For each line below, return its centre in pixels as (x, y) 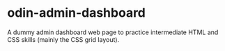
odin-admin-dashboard (77, 13)
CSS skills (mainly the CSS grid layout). (63, 39)
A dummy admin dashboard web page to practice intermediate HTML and (113, 32)
